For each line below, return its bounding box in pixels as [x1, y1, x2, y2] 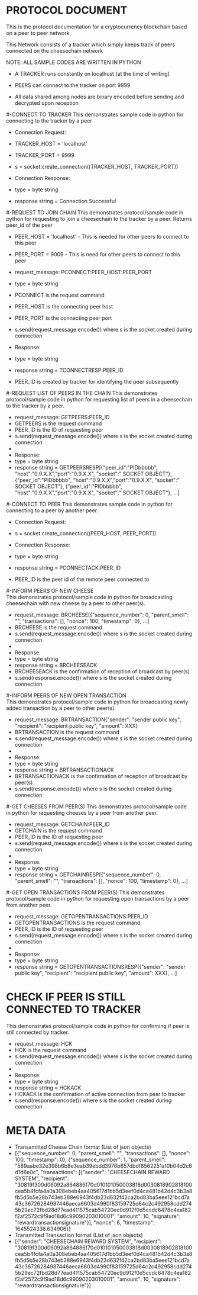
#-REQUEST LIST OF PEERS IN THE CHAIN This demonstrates [6, 389, 158, 397]
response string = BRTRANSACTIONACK [14, 766, 114, 773]
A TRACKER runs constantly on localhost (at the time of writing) [14, 70, 170, 77]
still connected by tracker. [6, 1029, 70, 1036]
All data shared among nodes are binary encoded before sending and [14, 93, 184, 100]
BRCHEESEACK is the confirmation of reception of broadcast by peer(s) [14, 667, 190, 675]
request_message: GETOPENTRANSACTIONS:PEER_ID [14, 912, 148, 920]
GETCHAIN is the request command [14, 827, 102, 834]
